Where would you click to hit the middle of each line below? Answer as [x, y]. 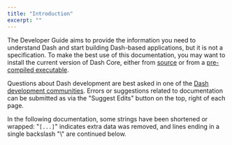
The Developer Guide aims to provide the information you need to [102, 40]
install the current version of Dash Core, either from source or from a [106, 62]
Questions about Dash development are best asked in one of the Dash [108, 83]
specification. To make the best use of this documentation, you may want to [116, 55]
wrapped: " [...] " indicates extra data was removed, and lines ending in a [114, 126]
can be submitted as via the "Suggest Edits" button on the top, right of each [116, 98]
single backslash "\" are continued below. [67, 134]
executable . [52, 70]
